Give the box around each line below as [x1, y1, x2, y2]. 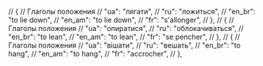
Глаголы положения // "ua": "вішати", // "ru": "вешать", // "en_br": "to [8, 41, 241, 50]
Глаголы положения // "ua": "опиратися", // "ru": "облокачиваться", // [8, 24, 244, 33]
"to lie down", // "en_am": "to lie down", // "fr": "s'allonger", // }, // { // [8, 15, 234, 25]
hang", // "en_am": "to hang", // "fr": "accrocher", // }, [8, 49, 183, 58]
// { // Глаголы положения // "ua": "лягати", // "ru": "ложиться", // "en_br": [8, 7, 256, 16]
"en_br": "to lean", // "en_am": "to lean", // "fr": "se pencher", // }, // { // [8, 32, 241, 41]
